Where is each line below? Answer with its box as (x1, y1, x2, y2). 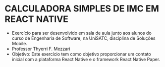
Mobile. (11, 40, 28, 46)
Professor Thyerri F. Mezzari (11, 46, 70, 52)
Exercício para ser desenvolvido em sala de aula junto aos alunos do (11, 30, 152, 36)
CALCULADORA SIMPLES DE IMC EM (4, 3, 160, 14)
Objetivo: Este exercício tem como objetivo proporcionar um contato (11, 51, 152, 57)
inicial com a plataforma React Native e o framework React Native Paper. (11, 56, 161, 62)
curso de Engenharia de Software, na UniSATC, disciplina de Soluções (11, 35, 156, 41)
